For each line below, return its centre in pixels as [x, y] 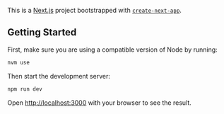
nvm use [19, 62]
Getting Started [42, 32]
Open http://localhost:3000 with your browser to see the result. [100, 103]
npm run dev [25, 89]
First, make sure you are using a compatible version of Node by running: [112, 50]
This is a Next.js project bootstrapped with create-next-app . [95, 10]
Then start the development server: [59, 76]
